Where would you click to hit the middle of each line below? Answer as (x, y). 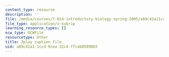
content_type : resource (30, 10)
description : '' (22, 14)
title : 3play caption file (33, 42)
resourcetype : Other (27, 38)
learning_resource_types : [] (36, 28)
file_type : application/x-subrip (40, 24)
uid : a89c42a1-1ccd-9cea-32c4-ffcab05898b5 (52, 47)
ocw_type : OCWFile (24, 33)
